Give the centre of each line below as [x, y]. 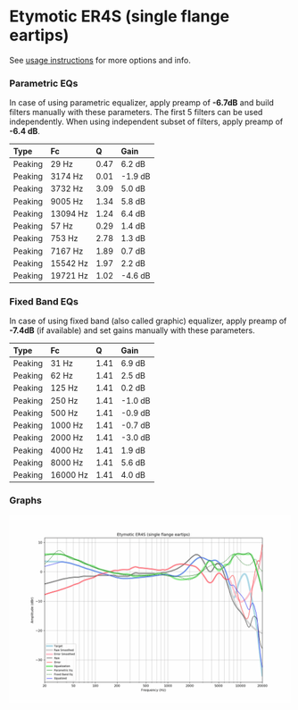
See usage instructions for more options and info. [100, 60]
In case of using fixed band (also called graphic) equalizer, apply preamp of [148, 321]
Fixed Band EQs [44, 301]
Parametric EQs [44, 83]
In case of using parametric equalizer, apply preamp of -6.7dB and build [142, 103]
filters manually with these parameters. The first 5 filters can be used [136, 113]
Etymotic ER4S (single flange [120, 17]
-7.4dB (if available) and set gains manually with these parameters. [132, 330]
